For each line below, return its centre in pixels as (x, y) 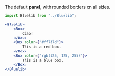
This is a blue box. (43, 60)
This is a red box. (42, 47)
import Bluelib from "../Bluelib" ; (41, 16)
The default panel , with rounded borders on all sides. (58, 7)
